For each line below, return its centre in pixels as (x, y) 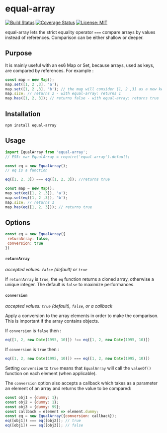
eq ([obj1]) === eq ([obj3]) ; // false (44, 426)
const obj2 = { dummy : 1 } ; (32, 402)
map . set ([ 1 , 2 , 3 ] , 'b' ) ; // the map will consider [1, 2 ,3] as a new (81, 89)
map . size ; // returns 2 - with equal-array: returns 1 (63, 94)
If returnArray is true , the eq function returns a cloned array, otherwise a (80, 279)
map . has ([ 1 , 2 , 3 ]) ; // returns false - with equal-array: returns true (82, 98)
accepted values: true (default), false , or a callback (59, 306)
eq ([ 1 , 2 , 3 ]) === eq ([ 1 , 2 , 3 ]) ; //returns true (58, 180)
